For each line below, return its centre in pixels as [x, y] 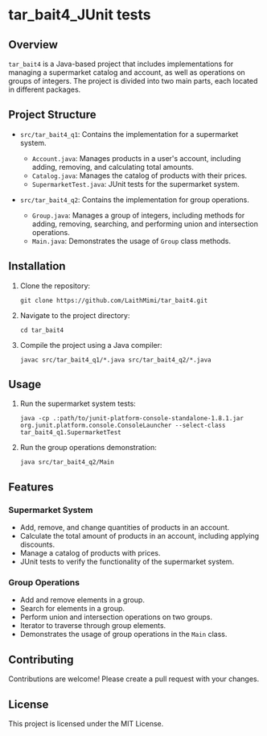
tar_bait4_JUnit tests [80, 15]
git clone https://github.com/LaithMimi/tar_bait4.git [114, 300]
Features [31, 487]
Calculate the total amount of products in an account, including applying [140, 536]
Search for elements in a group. [72, 609]
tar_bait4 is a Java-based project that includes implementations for [121, 64]
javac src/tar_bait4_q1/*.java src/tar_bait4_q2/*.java [115, 360]
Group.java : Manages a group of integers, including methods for [138, 215]
